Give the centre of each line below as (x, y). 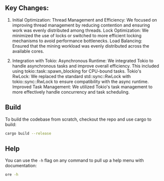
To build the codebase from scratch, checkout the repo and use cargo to (78, 119)
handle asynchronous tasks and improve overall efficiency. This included (85, 66)
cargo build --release (28, 133)
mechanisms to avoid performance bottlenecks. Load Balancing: (77, 41)
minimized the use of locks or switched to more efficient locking (77, 35)
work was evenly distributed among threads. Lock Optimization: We (80, 30)
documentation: (21, 166)
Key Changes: (27, 8)
